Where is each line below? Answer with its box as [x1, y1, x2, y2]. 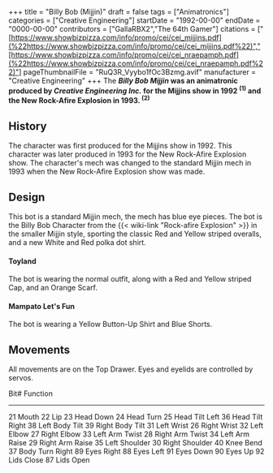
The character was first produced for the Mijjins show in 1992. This [8, 141, 233, 151]
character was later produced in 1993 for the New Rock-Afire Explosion [8, 149, 247, 159]
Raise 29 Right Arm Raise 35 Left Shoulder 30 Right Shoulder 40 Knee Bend [8, 438, 262, 448]
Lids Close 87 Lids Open [8, 455, 91, 465]
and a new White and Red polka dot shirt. [8, 237, 146, 247]
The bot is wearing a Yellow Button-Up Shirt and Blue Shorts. [8, 320, 213, 329]
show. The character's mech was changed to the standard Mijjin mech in [8, 158, 252, 168]
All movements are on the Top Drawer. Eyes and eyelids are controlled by [8, 364, 253, 374]
